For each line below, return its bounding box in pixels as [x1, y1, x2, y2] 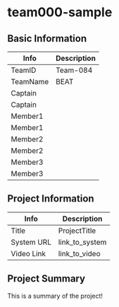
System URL [11, 237, 51, 247]
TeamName [11, 77, 49, 86]
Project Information [7, 192, 94, 205]
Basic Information [7, 33, 87, 45]
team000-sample [7, 4, 113, 21]
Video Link [11, 248, 46, 258]
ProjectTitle [58, 226, 96, 236]
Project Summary [7, 273, 86, 285]
